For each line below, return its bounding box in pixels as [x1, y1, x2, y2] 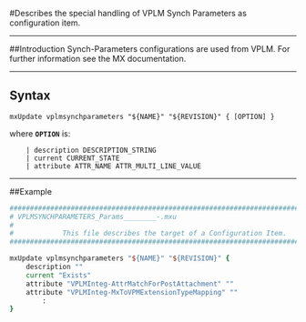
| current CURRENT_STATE [25, 154, 120, 163]
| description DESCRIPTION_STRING [25, 146, 157, 155]
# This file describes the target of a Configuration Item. [9, 229, 287, 238]
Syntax [9, 88, 51, 104]
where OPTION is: [9, 127, 71, 139]
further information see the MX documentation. [9, 54, 187, 64]
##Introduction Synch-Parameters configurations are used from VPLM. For [9, 44, 291, 54]
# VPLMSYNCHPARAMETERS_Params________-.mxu [9, 212, 178, 221]
